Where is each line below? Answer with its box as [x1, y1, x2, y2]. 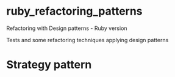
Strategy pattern [6, 58, 92, 71]
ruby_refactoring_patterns [6, 4, 143, 18]
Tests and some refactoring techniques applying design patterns [6, 36, 169, 43]
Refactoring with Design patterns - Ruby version [6, 24, 127, 32]
